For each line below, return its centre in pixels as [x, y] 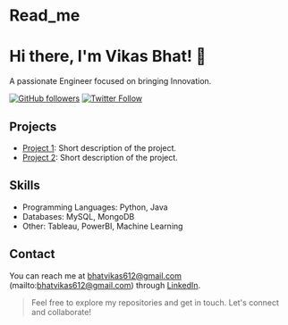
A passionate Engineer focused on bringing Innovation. [110, 81]
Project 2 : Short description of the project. [100, 157]
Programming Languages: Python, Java [95, 207]
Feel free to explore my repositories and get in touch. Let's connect [155, 302]
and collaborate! [61, 312]
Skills [25, 185]
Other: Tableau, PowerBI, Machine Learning [102, 226]
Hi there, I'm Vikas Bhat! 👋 [108, 57]
